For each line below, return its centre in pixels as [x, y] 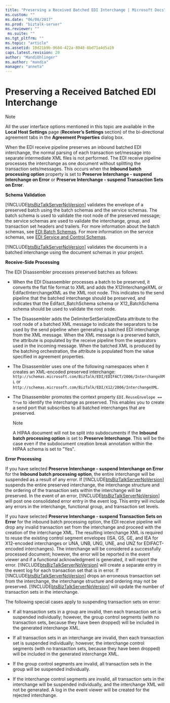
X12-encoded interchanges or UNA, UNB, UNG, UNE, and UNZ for [74, 543]
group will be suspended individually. [51, 669]
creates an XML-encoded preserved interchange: [64, 372]
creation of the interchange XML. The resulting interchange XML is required [84, 533]
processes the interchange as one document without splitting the [73, 164]
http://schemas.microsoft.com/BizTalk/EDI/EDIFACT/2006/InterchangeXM [89, 377]
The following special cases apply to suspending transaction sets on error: [83, 602]
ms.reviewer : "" [22, 29]
